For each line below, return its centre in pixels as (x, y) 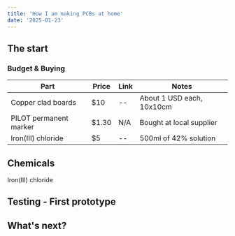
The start (28, 49)
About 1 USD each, (171, 98)
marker (23, 127)
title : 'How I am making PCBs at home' (65, 14)
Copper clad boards (44, 103)
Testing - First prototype (62, 202)
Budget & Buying (36, 68)
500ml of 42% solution (178, 138)
